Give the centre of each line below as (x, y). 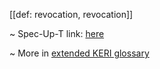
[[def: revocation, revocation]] (71, 14)
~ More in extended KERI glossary (79, 53)
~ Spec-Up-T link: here (57, 33)
